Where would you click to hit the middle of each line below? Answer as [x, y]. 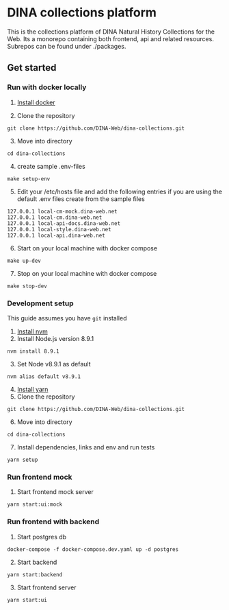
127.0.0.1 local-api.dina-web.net [56, 235]
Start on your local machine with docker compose [87, 248]
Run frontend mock [40, 477]
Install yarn [32, 389]
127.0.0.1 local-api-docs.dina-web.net [64, 223]
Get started [32, 68]
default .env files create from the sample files [81, 199]
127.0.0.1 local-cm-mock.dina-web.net [62, 211]
